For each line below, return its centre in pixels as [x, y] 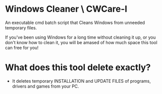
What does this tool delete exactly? [78, 68]
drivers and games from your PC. [45, 86]
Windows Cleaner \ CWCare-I [66, 9]
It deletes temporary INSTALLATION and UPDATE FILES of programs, [81, 81]
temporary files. [21, 27]
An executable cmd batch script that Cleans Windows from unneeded [75, 23]
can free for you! [22, 47]
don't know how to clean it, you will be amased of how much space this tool [81, 42]
